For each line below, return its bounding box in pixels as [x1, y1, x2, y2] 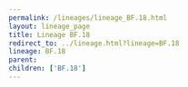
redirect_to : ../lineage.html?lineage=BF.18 [8, 38, 180, 48]
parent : [8, 55, 38, 64]
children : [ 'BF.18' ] [8, 64, 87, 73]
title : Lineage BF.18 [8, 30, 91, 39]
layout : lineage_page [8, 22, 91, 31]
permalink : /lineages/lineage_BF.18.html [8, 13, 168, 23]
